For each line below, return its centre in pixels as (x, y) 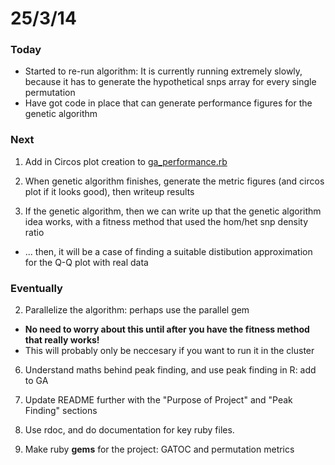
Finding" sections (61, 411)
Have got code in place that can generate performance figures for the (168, 103)
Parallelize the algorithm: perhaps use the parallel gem (137, 310)
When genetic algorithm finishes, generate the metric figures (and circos (174, 181)
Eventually (36, 288)
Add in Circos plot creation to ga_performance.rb (126, 161)
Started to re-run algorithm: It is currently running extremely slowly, (163, 71)
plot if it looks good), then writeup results (109, 191)
